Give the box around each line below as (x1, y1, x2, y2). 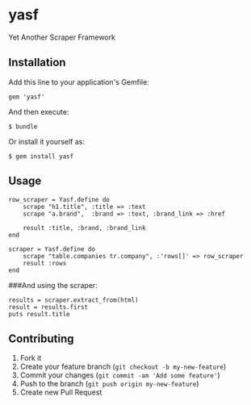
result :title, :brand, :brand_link (23, 223, 147, 232)
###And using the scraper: (8, 280, 98, 290)
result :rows (23, 259, 67, 267)
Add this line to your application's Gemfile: (8, 77, 149, 86)
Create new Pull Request (19, 387, 102, 397)
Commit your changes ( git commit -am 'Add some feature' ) (19, 370, 220, 380)
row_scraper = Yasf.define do (8, 195, 111, 203)
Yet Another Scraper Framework (8, 32, 115, 42)
